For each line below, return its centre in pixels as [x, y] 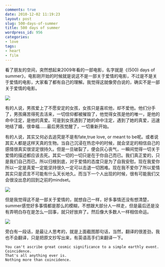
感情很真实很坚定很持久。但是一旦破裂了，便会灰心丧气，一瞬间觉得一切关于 [82, 149]
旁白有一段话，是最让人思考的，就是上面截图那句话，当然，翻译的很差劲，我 [82, 232]
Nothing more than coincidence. [38, 260]
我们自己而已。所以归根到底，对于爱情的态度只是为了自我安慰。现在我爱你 [84, 162]
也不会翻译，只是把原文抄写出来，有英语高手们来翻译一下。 [65, 238]
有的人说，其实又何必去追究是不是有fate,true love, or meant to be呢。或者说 [82, 137]
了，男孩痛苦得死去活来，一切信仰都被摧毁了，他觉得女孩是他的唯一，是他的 [82, 114]
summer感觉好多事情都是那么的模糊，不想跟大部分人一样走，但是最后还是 [80, 206]
